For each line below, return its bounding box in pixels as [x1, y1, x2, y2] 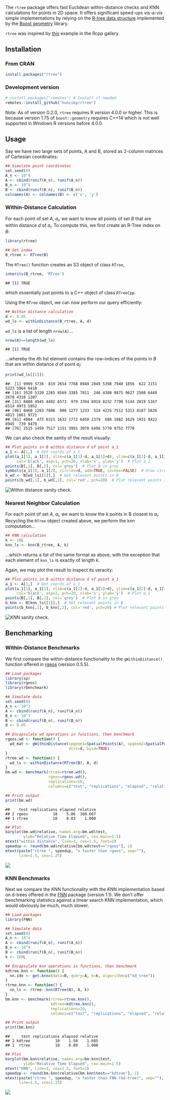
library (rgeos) [5, 681, 37, 686]
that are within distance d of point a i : [5, 361, 82, 369]
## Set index [5, 248, 33, 253]
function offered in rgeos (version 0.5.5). [5, 661, 90, 667]
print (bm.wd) [5, 798, 33, 803]
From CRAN [5, 60, 34, 68]
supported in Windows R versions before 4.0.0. [5, 120, 104, 126]
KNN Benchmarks [5, 874, 51, 881]
